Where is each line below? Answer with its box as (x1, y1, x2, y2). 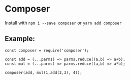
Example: (5, 34, 35, 43)
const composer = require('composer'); (5, 48, 89, 53)
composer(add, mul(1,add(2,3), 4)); (5, 70, 82, 75)
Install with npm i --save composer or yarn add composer (5, 20, 122, 26)
